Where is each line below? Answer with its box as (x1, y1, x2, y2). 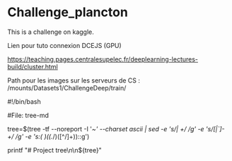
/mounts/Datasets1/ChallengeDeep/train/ (7, 83, 127, 92)
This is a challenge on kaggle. (7, 28, 94, 36)
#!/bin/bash (7, 97, 41, 106)
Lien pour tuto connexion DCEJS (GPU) (7, 41, 122, 49)
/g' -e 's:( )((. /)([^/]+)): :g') (15, 132, 90, 141)
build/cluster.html (7, 62, 58, 71)
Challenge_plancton (7, 4, 129, 20)
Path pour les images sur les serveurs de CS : (7, 76, 140, 85)
